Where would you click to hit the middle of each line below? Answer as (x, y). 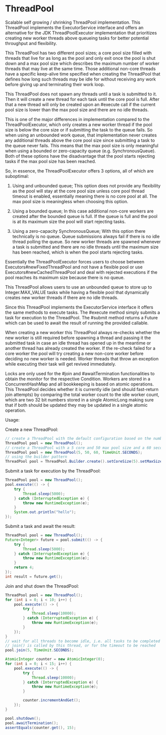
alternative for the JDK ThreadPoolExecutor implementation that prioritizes (81, 33)
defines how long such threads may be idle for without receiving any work (81, 79)
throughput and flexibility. (31, 43)
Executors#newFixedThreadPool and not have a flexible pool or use (74, 267)
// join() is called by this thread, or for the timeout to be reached (80, 646)
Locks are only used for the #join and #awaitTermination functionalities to (80, 373)
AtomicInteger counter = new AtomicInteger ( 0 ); (55, 659)
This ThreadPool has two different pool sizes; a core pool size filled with (79, 53)
